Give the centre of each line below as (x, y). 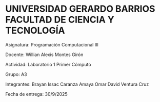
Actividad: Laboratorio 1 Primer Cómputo (48, 64)
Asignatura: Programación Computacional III (52, 44)
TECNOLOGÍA (35, 31)
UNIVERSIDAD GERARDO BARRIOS (80, 9)
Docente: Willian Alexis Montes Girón (44, 55)
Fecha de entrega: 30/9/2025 (36, 94)
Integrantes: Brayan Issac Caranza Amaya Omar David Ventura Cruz (77, 84)
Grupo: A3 (16, 74)
